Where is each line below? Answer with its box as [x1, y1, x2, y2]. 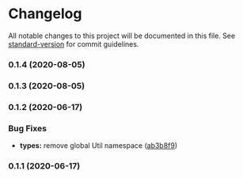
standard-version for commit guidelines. [8, 39, 139, 48]
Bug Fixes [8, 123, 47, 134]
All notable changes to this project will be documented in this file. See [8, 31, 236, 40]
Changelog [8, 5, 82, 23]
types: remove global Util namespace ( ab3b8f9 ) [19, 141, 178, 150]
